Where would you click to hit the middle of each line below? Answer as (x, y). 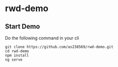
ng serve (14, 60)
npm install (17, 55)
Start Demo (22, 26)
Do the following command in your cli (42, 38)
